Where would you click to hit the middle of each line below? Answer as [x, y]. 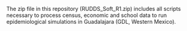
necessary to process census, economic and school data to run [87, 15]
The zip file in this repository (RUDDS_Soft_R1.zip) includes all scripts [93, 9]
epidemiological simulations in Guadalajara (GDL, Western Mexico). [91, 22]
